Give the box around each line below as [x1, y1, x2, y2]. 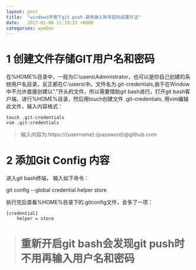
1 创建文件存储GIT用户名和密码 [6, 53, 155, 66]
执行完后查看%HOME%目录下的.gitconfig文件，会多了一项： [6, 199, 153, 206]
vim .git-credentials [6, 120, 60, 126]
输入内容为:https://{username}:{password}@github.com [20, 131, 157, 138]
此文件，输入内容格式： [6, 103, 63, 110]
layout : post [6, 8, 38, 15]
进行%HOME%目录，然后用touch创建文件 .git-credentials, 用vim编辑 [21, 95, 189, 102]
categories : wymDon [6, 25, 54, 31]
